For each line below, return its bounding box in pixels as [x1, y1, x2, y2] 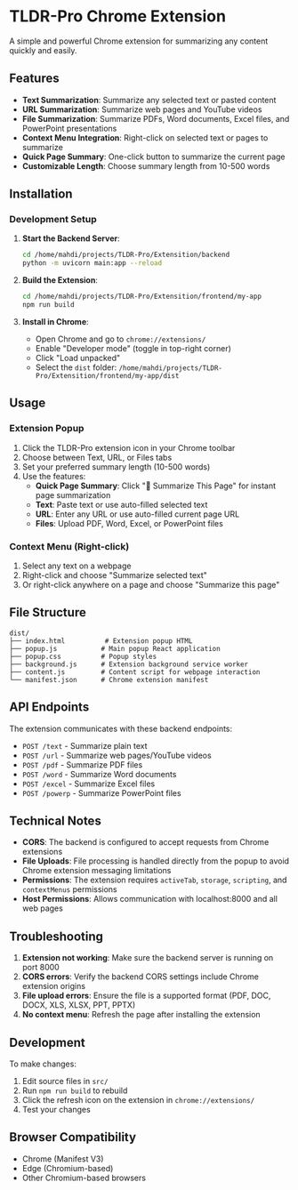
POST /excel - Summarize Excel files [21, 778, 156, 789]
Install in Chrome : [21, 316, 89, 326]
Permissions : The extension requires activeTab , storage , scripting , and [21, 874, 287, 886]
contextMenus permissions [21, 884, 117, 895]
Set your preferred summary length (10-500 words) [21, 461, 211, 472]
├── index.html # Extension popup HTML [9, 636, 193, 646]
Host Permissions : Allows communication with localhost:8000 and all [21, 894, 278, 905]
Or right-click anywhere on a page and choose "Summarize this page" [21, 579, 280, 590]
